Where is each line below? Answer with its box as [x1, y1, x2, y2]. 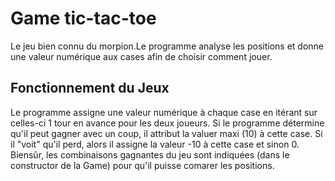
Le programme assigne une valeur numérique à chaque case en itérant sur [10, 106, 318, 118]
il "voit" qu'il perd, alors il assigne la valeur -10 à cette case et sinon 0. [10, 138, 300, 150]
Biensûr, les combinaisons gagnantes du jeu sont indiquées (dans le [10, 148, 290, 161]
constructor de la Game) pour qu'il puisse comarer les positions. [10, 159, 275, 171]
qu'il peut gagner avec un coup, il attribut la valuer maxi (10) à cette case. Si [10, 127, 323, 139]
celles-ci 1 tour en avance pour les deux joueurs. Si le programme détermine [10, 117, 325, 129]
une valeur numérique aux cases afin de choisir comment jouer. [10, 50, 273, 62]
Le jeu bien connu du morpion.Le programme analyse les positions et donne [10, 40, 324, 52]
